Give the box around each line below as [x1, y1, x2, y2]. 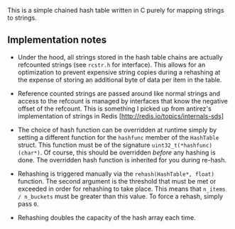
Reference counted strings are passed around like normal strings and [17, 89, 221, 98]
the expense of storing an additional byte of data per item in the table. [17, 75, 222, 84]
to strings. [7, 13, 37, 22]
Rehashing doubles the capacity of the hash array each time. [17, 213, 197, 222]
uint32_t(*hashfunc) [151, 142, 213, 149]
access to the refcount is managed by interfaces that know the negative [17, 96, 229, 105]
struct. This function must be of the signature [17, 140, 151, 149]
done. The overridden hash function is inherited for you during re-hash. [17, 155, 227, 164]
